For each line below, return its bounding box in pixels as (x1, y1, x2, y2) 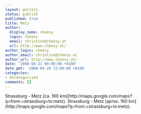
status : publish (5, 12, 38, 17)
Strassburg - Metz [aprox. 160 (67, 98, 128, 104)
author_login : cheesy (5, 48, 49, 53)
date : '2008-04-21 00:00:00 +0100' (5, 61, 78, 66)
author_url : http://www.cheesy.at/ (5, 57, 78, 62)
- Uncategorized (5, 75, 38, 80)
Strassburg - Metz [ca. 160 (5, 93, 59, 99)
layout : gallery (5, 7, 38, 12)
